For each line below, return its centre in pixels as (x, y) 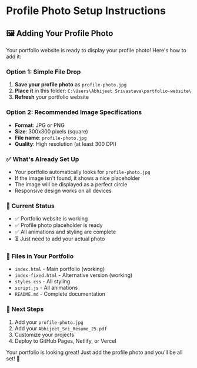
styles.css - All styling (42, 282)
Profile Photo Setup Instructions (86, 11)
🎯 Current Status (30, 206)
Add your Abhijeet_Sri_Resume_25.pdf (61, 328)
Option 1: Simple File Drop (44, 72)
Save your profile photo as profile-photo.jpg (71, 85)
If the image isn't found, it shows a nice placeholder (77, 178)
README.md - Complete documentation (60, 294)
